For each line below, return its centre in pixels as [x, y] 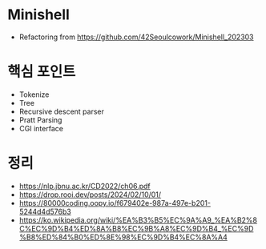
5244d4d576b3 [45, 211]
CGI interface [41, 128]
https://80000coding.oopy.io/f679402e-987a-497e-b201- [115, 203]
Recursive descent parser [62, 111]
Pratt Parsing [40, 120]
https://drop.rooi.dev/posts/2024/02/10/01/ [90, 195]
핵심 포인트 [42, 72]
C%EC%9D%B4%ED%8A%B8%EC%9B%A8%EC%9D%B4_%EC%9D [136, 228]
